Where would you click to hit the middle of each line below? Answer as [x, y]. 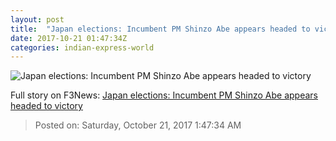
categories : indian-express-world [82, 47]
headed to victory [46, 106]
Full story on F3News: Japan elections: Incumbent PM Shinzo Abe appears [164, 95]
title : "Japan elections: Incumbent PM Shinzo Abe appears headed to [160, 29]
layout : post [37, 19]
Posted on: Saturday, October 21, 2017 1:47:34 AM [138, 125]
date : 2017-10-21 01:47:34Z [69, 38]
